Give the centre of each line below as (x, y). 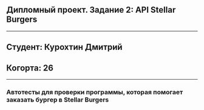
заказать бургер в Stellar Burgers (58, 100)
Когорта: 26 (30, 68)
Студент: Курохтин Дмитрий (64, 47)
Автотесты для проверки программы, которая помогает (95, 92)
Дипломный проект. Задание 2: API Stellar (91, 10)
